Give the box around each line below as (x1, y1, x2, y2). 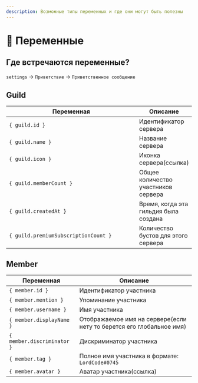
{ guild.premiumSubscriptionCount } (9, 232, 112, 239)
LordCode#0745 (79, 359, 119, 366)
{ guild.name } (9, 139, 52, 146)
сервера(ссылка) (139, 159, 189, 167)
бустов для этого (139, 232, 188, 240)
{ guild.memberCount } (9, 180, 72, 187)
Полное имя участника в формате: (79, 352, 179, 360)
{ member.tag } (9, 356, 52, 362)
